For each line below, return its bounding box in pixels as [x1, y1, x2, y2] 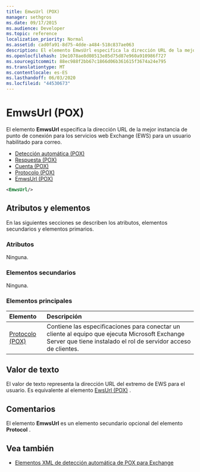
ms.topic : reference [6, 31, 58, 37]
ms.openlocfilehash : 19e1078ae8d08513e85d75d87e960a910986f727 [6, 53, 167, 59]
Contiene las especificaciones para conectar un [46, 322, 180, 331]
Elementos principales [6, 297, 73, 305]
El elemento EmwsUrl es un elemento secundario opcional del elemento [6, 420, 183, 427]
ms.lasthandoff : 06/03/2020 [6, 75, 76, 81]
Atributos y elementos [6, 203, 90, 213]
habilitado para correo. [6, 138, 62, 146]
